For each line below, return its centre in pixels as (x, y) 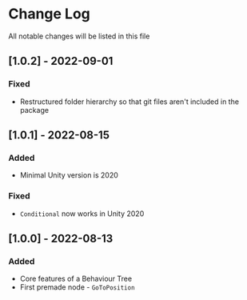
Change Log (49, 14)
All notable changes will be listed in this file (79, 36)
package (34, 110)
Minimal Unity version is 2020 (69, 175)
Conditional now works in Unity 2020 (82, 214)
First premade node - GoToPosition (77, 287)
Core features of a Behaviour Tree (76, 279)
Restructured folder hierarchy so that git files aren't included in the (129, 102)
